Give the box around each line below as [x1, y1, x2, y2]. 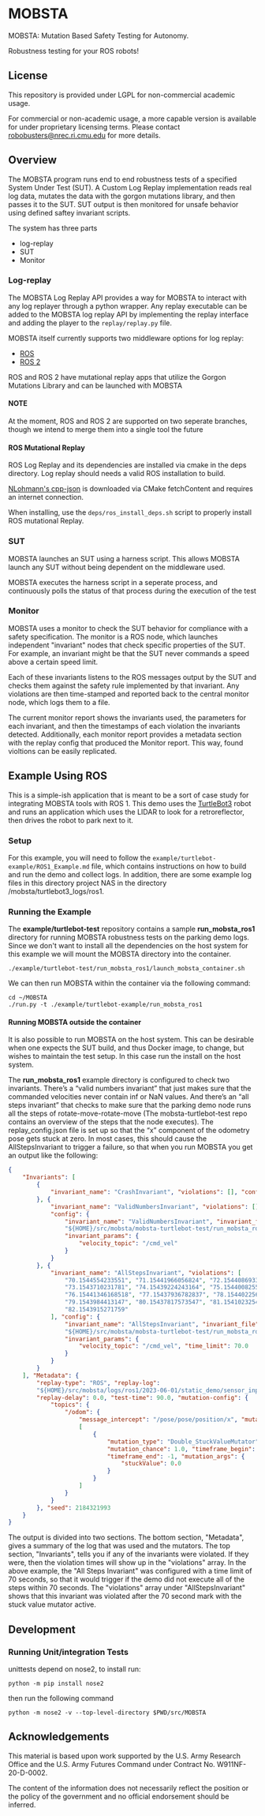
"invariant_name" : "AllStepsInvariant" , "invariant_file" [64, 1320, 259, 1328]
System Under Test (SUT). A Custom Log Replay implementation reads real [8, 182, 252, 192]
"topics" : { [50, 1401, 90, 1409]
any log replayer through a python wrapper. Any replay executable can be [8, 301, 248, 310]
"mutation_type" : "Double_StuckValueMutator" [106, 1438, 259, 1446]
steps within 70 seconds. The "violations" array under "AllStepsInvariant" [8, 1583, 246, 1593]
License [8, 69, 48, 83]
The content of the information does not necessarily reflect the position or [8, 1783, 249, 1792]
